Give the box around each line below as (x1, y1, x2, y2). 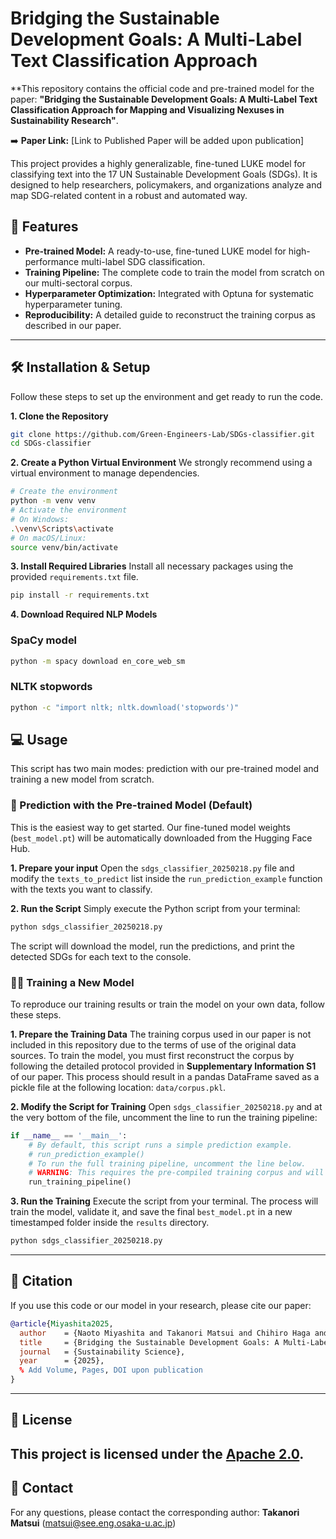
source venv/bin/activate (10, 542, 118, 552)
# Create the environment (10, 487, 118, 497)
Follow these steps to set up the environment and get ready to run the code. (10, 390, 324, 402)
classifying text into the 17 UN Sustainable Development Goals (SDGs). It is (10, 168, 318, 180)
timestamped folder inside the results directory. (10, 1217, 210, 1229)
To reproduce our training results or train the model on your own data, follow (10, 998, 326, 1010)
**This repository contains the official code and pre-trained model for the (10, 82, 315, 94)
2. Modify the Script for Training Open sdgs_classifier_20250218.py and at (10, 1100, 323, 1112)
